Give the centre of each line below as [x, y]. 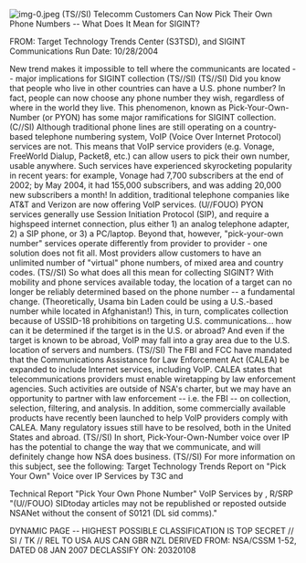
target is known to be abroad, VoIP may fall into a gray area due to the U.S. [150, 340]
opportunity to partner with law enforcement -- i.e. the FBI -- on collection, [150, 398]
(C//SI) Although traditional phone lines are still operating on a [126, 127]
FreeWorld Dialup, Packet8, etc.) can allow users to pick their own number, [150, 156]
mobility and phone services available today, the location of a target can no [151, 282]
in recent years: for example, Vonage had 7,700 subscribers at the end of [147, 175]
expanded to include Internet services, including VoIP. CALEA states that [146, 369]
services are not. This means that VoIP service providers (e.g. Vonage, [142, 146]
